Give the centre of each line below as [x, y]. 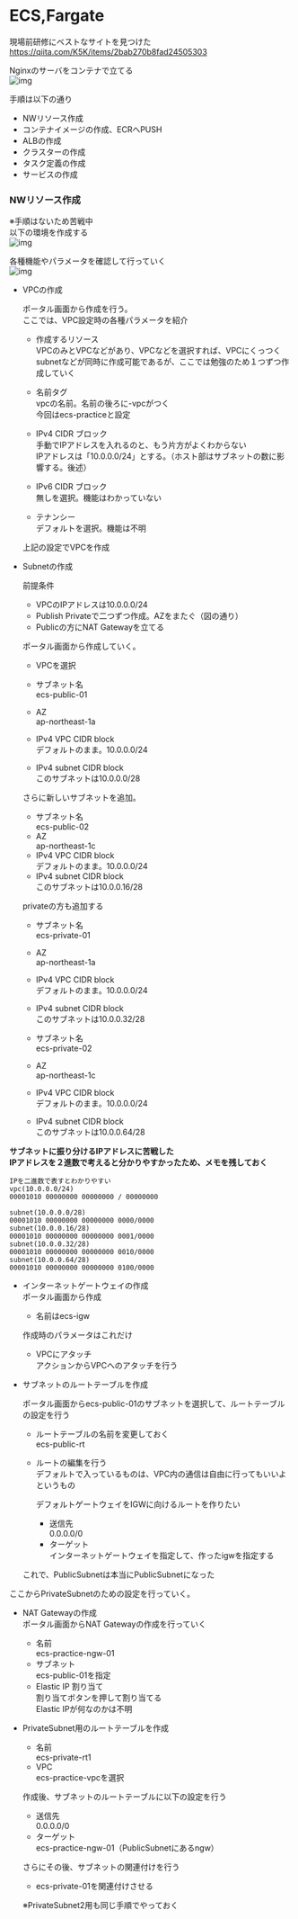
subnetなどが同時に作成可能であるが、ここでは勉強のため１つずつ [158, 362]
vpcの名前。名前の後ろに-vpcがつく [102, 404]
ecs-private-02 [64, 1048]
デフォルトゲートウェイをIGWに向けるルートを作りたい [138, 1504]
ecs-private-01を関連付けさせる [95, 1887]
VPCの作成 [42, 290]
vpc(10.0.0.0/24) [42, 1189]
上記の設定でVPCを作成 [66, 547]
